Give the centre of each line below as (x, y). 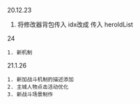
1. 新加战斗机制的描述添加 (41, 80)
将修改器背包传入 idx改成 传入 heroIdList (75, 24)
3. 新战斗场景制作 (30, 94)
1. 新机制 (20, 52)
